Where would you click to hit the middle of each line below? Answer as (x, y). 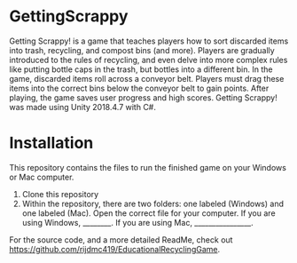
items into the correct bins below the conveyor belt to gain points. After (139, 88)
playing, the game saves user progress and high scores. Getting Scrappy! (143, 97)
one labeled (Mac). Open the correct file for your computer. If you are (149, 213)
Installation (51, 143)
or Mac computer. (42, 177)
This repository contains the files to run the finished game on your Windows (148, 167)
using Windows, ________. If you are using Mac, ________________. (138, 222)
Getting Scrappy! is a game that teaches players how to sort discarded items (149, 41)
